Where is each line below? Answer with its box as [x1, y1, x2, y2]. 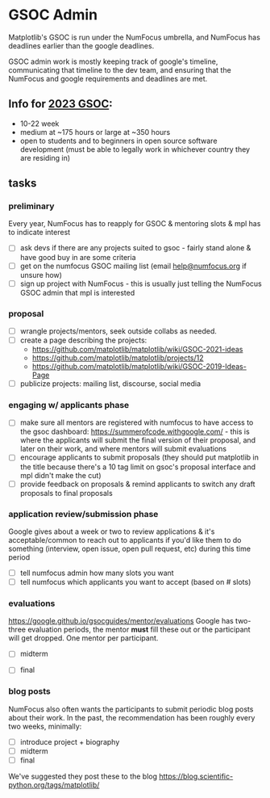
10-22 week [19, 119, 60, 128]
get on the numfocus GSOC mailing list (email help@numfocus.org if [19, 261, 247, 271]
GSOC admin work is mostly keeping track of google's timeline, [8, 57, 218, 66]
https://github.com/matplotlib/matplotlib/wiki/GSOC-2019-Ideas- [31, 362, 247, 372]
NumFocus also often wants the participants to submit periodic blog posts [8, 704, 254, 714]
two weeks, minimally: [8, 721, 82, 731]
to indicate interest [8, 228, 71, 237]
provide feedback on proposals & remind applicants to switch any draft [19, 479, 255, 489]
